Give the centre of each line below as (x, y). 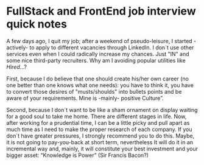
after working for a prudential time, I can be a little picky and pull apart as (98, 122)
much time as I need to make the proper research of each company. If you (99, 129)
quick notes (37, 24)
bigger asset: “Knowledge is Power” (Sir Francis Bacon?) (78, 155)
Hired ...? (17, 67)
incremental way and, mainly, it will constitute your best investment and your (102, 149)
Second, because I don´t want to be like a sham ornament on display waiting (102, 110)
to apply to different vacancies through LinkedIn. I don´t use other (112, 47)
